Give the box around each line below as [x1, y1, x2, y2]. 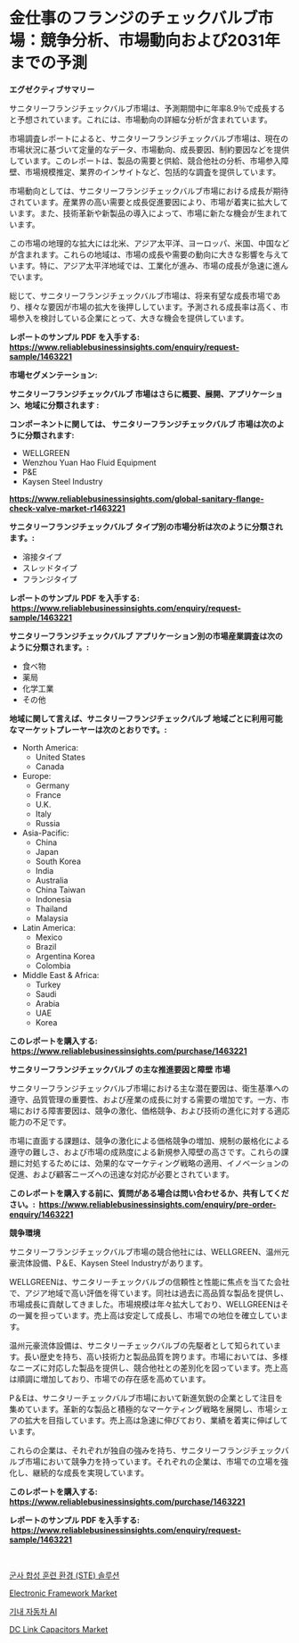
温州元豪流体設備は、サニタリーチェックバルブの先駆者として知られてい [9, 1340, 274, 1350]
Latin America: [21, 922, 76, 933]
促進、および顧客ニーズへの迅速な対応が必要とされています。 [9, 1168, 234, 1179]
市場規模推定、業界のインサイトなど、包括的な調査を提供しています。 [24, 166, 281, 177]
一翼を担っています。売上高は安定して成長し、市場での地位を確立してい [16, 1309, 281, 1321]
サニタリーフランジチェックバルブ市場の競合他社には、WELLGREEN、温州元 [9, 1246, 289, 1257]
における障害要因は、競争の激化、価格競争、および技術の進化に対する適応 [16, 1105, 290, 1116]
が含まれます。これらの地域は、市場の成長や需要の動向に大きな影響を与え [9, 249, 281, 260]
